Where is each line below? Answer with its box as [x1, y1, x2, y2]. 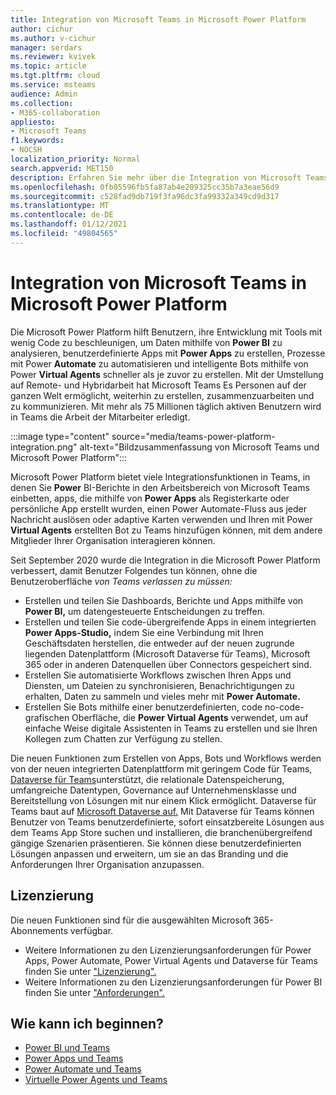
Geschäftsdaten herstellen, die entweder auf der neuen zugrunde [24, 637, 295, 649]
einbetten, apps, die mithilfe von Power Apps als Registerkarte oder [10, 492, 290, 504]
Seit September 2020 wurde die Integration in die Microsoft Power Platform [10, 554, 321, 566]
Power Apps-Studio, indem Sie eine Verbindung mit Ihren [24, 626, 264, 638]
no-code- [264, 701, 305, 713]
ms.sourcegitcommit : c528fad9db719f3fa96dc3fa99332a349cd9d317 [10, 191, 280, 201]
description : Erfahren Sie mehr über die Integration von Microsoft [10, 172, 302, 183]
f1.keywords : [10, 136, 65, 146]
